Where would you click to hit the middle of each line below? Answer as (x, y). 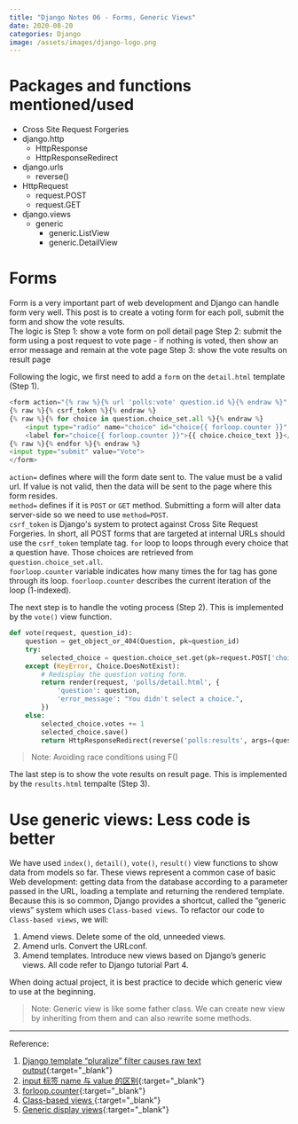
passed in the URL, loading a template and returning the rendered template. (147, 892)
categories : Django (45, 34)
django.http (43, 139)
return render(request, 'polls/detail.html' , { (130, 683)
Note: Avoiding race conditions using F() (105, 757)
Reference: (29, 1044)
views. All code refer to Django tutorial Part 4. (105, 965)
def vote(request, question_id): (71, 633)
